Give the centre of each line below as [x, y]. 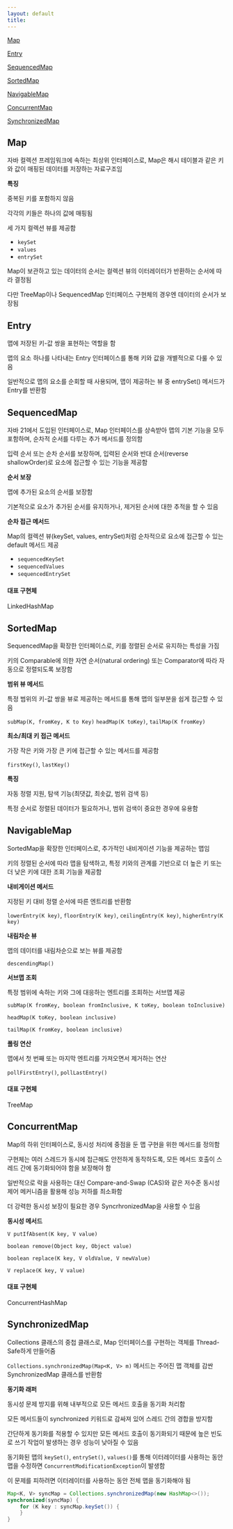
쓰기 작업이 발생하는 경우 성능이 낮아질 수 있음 [77, 1442]
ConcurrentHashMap [37, 1302]
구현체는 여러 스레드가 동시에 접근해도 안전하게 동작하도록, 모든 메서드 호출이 [111, 1159]
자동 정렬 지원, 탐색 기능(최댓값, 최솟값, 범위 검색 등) [78, 793]
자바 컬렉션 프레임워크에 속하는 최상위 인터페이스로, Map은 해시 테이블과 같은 [112, 160]
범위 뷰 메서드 [25, 684]
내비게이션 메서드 [31, 886]
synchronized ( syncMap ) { [43, 1500]
